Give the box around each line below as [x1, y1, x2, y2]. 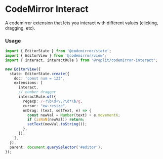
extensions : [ [14, 80, 43, 85]
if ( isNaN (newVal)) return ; [27, 117, 85, 122]
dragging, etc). [5, 25, 36, 31]
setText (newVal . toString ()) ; [27, 122, 87, 127]
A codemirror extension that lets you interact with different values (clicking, [5, 20, 158, 26]
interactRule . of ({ [18, 94, 56, 99]
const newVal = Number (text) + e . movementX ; [27, 113, 121, 118]
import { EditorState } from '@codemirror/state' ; [5, 48, 112, 54]
